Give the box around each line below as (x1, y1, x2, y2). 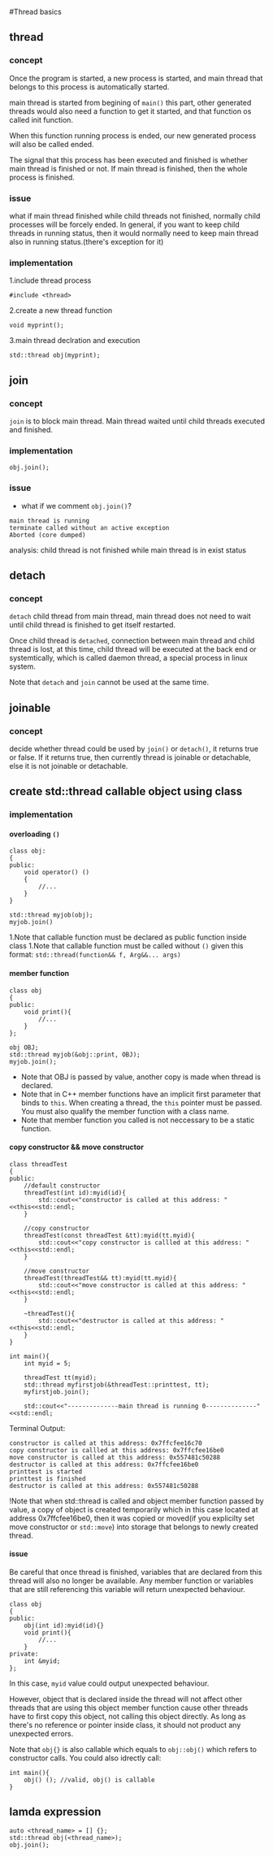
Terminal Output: (9, 1423, 66, 1433)
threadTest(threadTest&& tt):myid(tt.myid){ (24, 1273, 177, 1282)
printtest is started (9, 1467, 83, 1476)
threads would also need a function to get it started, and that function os (9, 106, 252, 116)
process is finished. (9, 172, 76, 182)
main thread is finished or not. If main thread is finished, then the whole (9, 163, 248, 173)
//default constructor (24, 1182, 101, 1190)
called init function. (9, 115, 74, 124)
